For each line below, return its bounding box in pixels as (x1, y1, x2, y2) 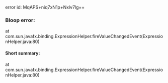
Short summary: (5, 50, 40, 56)
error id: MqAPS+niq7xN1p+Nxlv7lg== (5, 4, 85, 10)
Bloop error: (5, 16, 35, 23)
